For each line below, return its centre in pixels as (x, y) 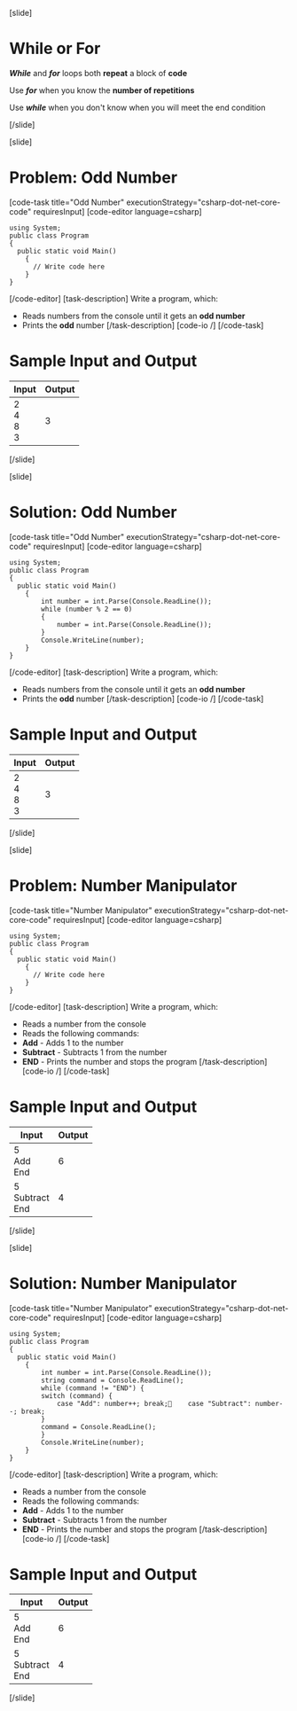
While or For (55, 49)
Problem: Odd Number (94, 178)
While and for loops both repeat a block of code (98, 73)
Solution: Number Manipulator (123, 1283)
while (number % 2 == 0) (87, 609)
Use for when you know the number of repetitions (102, 90)
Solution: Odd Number (93, 512)
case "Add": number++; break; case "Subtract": (154, 1403)
